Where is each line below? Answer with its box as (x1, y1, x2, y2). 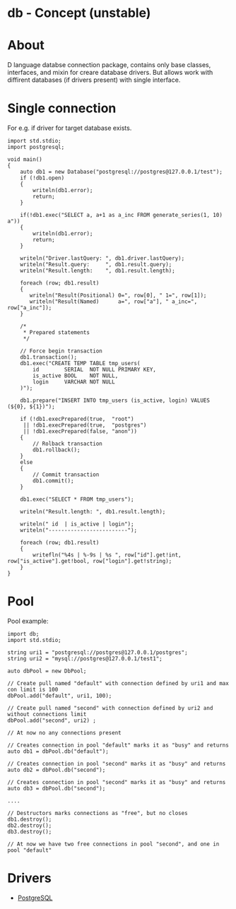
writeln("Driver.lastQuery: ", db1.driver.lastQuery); (20, 255, 185, 262)
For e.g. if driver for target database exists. (7, 124, 132, 132)
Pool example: (7, 617, 49, 625)
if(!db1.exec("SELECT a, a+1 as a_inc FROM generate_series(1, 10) (20, 212, 223, 219)
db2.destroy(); (7, 822, 52, 829)
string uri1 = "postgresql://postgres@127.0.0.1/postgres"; (7, 649, 189, 656)
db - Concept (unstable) (7, 5, 151, 21)
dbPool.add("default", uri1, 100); (7, 692, 112, 699)
